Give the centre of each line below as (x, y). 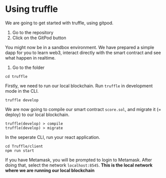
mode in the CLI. (22, 91)
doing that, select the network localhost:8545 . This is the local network (79, 165)
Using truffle (31, 9)
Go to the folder (28, 67)
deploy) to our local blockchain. (37, 115)
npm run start (20, 150)
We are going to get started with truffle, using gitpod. (59, 23)
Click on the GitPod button (39, 38)
